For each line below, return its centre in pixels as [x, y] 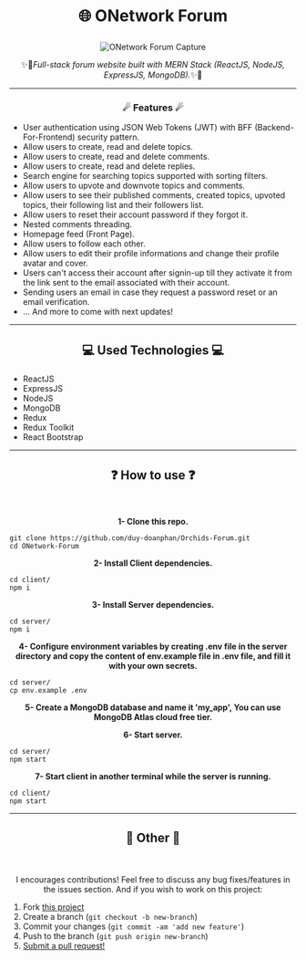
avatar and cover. [55, 263]
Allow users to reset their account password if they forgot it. [135, 214]
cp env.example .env [49, 691]
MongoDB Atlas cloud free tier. [153, 717]
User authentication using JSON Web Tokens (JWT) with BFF [138, 128]
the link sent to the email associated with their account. [126, 283]
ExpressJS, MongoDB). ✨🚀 [153, 75]
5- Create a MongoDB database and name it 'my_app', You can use [153, 707]
